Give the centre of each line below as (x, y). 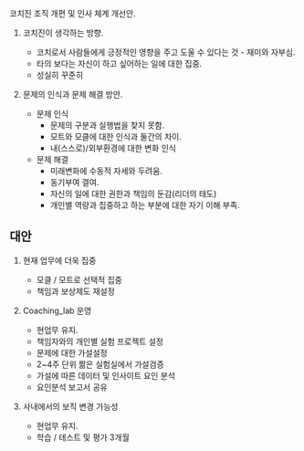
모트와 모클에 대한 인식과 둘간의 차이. (116, 136)
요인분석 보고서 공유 (72, 387)
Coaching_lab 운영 (57, 310)
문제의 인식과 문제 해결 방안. (73, 94)
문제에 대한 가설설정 (72, 352)
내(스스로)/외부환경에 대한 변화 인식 (113, 148)
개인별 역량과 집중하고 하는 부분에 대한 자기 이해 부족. (145, 205)
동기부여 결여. (74, 182)
